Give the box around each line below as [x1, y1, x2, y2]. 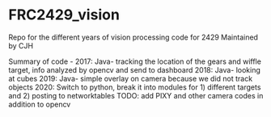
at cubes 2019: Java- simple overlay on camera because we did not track [8, 73, 253, 83]
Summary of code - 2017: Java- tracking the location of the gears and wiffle [8, 56, 261, 66]
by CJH [8, 40, 34, 50]
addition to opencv [8, 99, 71, 109]
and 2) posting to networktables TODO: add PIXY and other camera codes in [8, 90, 264, 100]
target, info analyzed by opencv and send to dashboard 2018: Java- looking [8, 65, 261, 74]
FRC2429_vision [8, 6, 120, 24]
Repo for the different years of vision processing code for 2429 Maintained [8, 32, 259, 42]
